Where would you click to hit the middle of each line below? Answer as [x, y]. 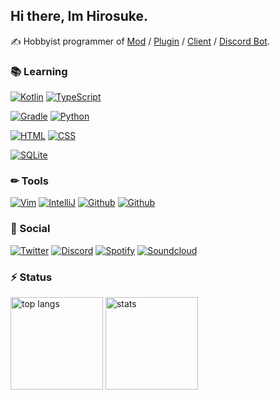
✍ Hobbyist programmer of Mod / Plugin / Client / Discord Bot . [140, 41]
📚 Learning [39, 71]
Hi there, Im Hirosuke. [79, 16]
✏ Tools [29, 181]
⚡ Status [31, 277]
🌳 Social [30, 229]
